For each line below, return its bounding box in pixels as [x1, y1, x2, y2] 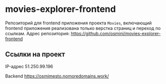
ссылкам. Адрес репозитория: [5, 30, 70, 36]
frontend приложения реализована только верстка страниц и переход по [5, 25, 161, 31]
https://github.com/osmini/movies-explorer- [71, 30, 161, 36]
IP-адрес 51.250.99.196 [5, 63, 53, 69]
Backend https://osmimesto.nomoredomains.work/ [5, 73, 109, 79]
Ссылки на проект [5, 50, 66, 59]
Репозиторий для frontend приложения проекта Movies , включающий [5, 20, 152, 26]
